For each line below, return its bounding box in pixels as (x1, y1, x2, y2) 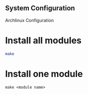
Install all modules (5, 35, 82, 46)
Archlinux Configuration (5, 17, 54, 23)
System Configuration (5, 4, 76, 12)
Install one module (5, 68, 83, 79)
